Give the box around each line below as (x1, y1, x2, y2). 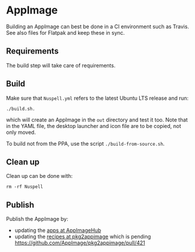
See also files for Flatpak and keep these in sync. (6, 29, 125, 36)
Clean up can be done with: (6, 173, 73, 180)
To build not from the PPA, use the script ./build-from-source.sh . (6, 140, 165, 147)
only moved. (6, 129, 36, 136)
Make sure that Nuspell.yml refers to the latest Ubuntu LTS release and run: (6, 95, 189, 102)
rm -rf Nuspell (6, 184, 43, 190)
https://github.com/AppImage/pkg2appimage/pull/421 (14, 239, 146, 247)
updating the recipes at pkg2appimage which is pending (14, 233, 152, 240)
